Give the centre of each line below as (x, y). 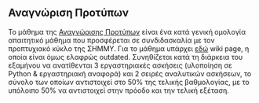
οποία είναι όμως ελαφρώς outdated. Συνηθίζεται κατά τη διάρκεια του (126, 57)
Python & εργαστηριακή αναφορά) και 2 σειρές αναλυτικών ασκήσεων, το (130, 73)
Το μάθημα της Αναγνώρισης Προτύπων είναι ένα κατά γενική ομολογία (127, 31)
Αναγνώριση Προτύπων (69, 13)
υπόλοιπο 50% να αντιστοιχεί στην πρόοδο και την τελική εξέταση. (119, 90)
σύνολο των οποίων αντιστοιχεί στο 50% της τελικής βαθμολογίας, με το (129, 82)
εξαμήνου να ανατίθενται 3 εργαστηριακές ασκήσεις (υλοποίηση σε (120, 65)
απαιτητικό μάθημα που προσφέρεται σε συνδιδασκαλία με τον (111, 40)
